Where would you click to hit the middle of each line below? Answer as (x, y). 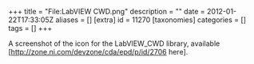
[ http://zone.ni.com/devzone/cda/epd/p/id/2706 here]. (98, 52)
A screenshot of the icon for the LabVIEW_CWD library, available (114, 43)
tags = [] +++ (30, 28)
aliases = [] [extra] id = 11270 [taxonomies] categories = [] (151, 20)
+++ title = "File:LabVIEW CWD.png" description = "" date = (107, 11)
